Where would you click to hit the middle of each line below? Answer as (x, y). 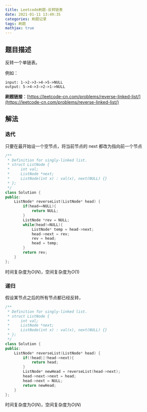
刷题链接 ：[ (17, 96)
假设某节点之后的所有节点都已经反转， (44, 297)
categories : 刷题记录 (26, 19)
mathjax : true (20, 28)
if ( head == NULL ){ (40, 206)
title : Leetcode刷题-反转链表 (34, 10)
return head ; (45, 362)
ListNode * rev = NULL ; (46, 220)
